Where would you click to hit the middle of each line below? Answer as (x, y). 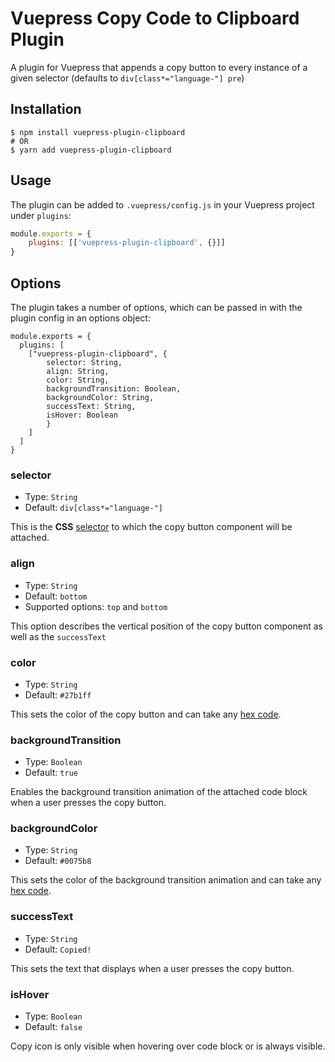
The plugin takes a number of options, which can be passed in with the (156, 307)
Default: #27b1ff (58, 694)
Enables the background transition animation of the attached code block (159, 792)
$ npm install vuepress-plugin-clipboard (98, 132)
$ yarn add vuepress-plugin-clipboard (91, 150)
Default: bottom (56, 596)
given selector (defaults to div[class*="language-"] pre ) (127, 78)
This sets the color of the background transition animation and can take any (166, 880)
